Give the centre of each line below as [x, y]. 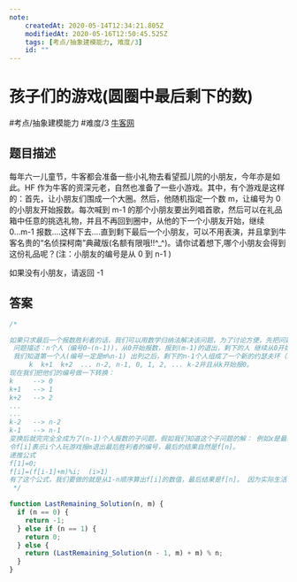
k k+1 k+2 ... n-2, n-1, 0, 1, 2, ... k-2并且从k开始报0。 [141, 365]
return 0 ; [43, 537]
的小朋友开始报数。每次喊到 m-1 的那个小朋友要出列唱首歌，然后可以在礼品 [146, 210]
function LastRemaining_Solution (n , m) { [87, 504]
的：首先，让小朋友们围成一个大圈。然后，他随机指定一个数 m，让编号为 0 [145, 198]
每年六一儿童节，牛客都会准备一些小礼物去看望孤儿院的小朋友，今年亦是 [141, 176]
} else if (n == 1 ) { [57, 528]
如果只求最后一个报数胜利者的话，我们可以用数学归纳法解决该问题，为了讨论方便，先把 [144, 340]
